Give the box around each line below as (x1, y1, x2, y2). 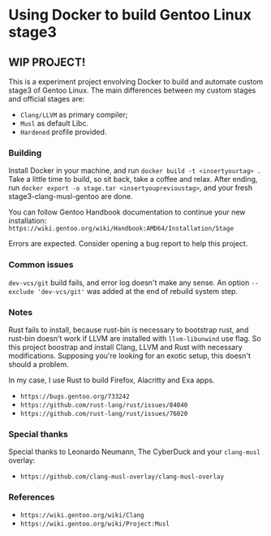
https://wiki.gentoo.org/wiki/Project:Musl (19, 520, 170, 529)
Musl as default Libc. (19, 119, 89, 128)
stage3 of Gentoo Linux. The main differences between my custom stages (8, 85, 256, 95)
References (8, 491, 55, 503)
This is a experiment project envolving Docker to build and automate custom (8, 77, 264, 86)
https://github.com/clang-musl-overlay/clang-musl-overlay (19, 473, 225, 481)
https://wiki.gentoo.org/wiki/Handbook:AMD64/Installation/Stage (8, 225, 234, 233)
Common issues (8, 259, 74, 270)
